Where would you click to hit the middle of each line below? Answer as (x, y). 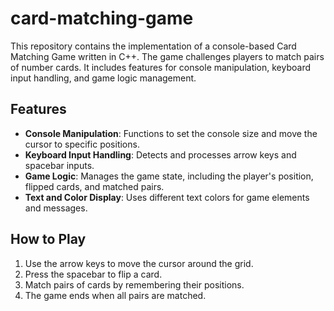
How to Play (48, 239)
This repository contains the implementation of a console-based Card (153, 46)
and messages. (56, 208)
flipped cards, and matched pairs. (94, 186)
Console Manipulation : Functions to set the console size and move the (171, 133)
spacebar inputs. (59, 165)
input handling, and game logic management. (103, 78)
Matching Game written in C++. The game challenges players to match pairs (167, 56)
